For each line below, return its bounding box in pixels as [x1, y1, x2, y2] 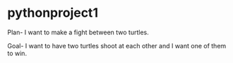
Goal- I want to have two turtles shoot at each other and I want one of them [7, 41, 227, 50]
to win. [7, 49, 27, 57]
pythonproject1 [7, 5, 99, 21]
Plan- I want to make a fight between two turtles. [7, 28, 150, 36]
